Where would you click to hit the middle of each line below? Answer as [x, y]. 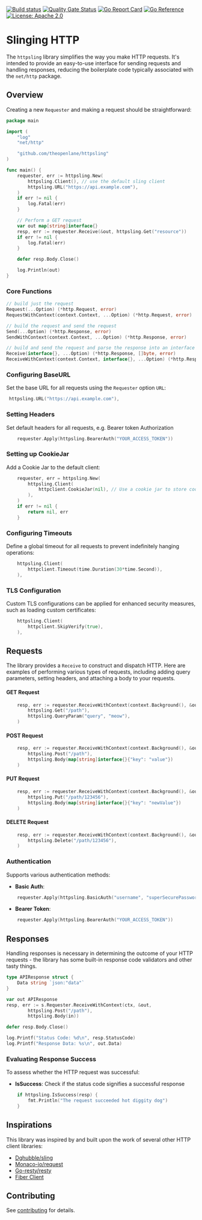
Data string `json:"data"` [51, 983]
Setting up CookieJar [38, 454]
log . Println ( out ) [39, 270]
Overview [25, 95]
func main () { [24, 170]
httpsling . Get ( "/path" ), [59, 711]
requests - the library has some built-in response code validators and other [99, 960]
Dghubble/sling [34, 1158]
